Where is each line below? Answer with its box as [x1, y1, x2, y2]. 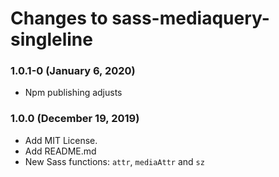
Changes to [10, 7, 108, 30]
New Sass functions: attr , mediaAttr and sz [24, 155, 205, 167]
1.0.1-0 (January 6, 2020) [10, 64, 136, 78]
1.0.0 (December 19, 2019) [10, 112, 140, 126]
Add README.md [24, 145, 97, 157]
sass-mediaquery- [111, 7, 270, 30]
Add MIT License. [24, 134, 98, 146]
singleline [10, 28, 93, 51]
